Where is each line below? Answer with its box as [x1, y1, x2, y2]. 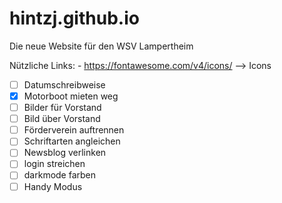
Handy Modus [23, 180, 83, 192]
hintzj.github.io [9, 7, 140, 30]
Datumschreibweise [23, 78, 106, 91]
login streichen [23, 158, 86, 170]
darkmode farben [23, 169, 97, 181]
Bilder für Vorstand [23, 102, 102, 114]
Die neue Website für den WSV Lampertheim [9, 40, 194, 52]
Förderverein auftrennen [23, 124, 125, 136]
